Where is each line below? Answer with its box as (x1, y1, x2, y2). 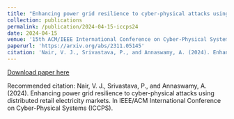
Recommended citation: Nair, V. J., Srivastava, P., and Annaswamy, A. (7, 81, 207, 90)
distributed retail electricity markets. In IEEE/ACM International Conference (7, 96, 221, 104)
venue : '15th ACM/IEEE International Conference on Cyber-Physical (7, 36, 208, 43)
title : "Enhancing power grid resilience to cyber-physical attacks (7, 10, 210, 17)
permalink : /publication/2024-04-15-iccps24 (7, 23, 139, 30)
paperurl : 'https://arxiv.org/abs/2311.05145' (7, 42, 145, 49)
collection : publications (7, 17, 82, 24)
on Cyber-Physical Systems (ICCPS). (7, 104, 114, 112)
